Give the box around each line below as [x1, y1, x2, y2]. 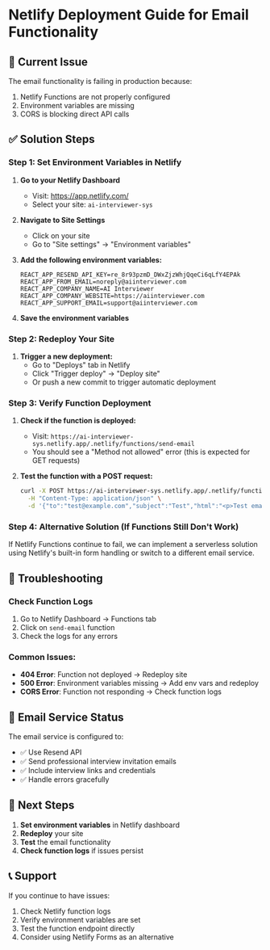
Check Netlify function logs [19, 906, 111, 916]
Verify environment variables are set [19, 914, 141, 924]
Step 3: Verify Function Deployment [8, 397, 152, 409]
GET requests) [31, 456, 81, 465]
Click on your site [31, 230, 90, 240]
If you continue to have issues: [8, 890, 110, 900]
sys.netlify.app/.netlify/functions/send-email [31, 440, 195, 448]
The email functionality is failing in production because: [8, 77, 193, 86]
